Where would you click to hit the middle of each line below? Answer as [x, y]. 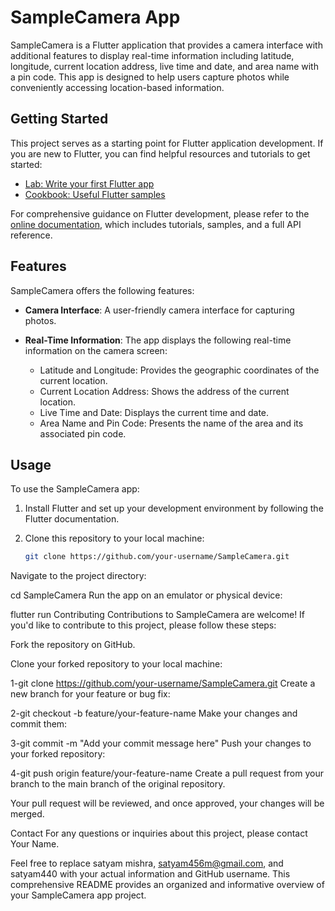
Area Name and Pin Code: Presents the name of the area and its [171, 423]
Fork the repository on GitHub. [73, 645]
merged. [27, 814]
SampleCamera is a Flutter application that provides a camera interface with [166, 45]
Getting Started [59, 119]
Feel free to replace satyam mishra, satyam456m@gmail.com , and [147, 863]
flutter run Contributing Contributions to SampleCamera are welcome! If [158, 615]
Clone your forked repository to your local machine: [116, 664]
